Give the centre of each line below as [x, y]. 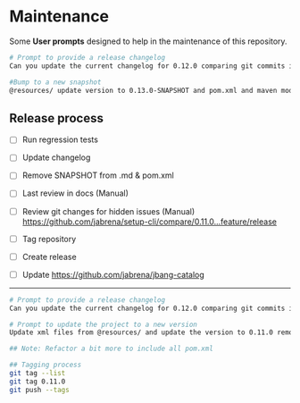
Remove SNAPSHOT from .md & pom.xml [98, 175]
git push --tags [39, 390]
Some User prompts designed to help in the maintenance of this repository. [148, 41]
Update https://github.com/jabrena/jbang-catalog [113, 274]
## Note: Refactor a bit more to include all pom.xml [112, 349]
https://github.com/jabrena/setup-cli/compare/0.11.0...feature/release [149, 222]
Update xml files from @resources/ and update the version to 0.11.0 [142, 332]
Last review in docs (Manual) [75, 193]
